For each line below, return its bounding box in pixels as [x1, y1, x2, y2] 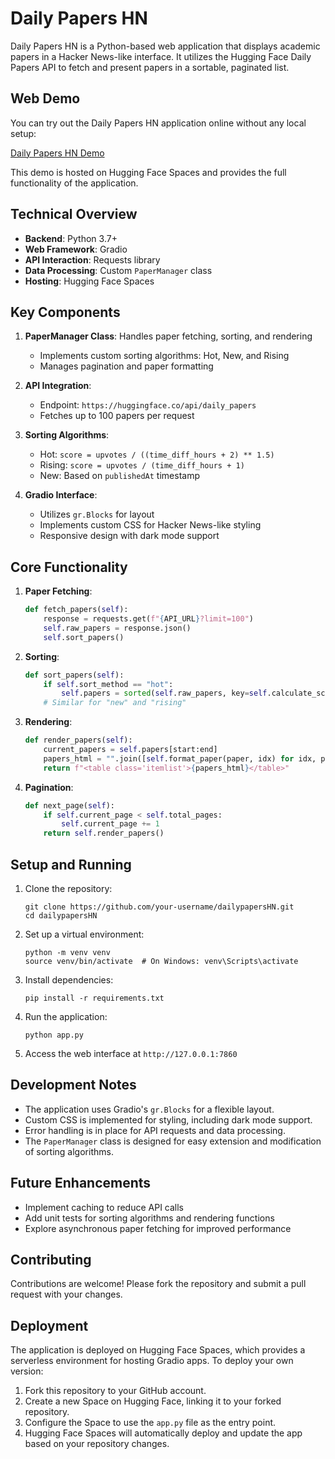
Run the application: [24, 1011, 108, 1022]
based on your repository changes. [24, 1438, 170, 1450]
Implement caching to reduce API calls [24, 1201, 185, 1213]
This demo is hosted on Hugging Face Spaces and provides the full [10, 166, 287, 178]
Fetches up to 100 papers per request [39, 410, 195, 422]
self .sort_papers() [43, 632, 125, 642]
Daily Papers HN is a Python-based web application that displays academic [10, 40, 321, 52]
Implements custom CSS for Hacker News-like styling [39, 519, 262, 531]
